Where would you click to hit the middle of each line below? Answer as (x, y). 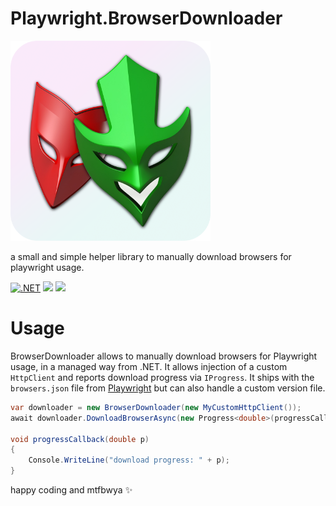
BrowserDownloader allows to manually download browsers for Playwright (164, 356)
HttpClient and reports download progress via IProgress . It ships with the (162, 377)
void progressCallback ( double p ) (80, 439)
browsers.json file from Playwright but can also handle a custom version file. (168, 388)
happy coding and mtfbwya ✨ (71, 490)
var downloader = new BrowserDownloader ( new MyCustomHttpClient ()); (156, 407)
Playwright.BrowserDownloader (146, 18)
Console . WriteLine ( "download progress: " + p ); (129, 460)
